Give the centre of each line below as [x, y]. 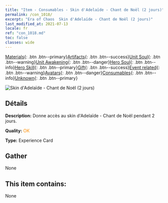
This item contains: [36, 184]
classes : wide [20, 43]
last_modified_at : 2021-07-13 [37, 24]
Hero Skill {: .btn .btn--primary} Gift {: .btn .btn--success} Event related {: [87, 67]
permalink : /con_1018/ [29, 15]
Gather [16, 156]
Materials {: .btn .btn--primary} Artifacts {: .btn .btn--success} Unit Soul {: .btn [83, 57]
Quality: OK [17, 130]
